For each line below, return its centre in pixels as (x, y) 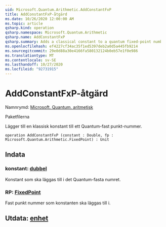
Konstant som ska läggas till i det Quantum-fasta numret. (63, 179)
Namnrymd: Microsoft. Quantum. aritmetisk (49, 107)
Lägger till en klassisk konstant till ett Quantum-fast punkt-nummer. (74, 126)
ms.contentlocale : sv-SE (31, 60)
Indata (15, 155)
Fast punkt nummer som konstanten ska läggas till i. (58, 203)
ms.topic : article (24, 23)
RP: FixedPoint (23, 192)
